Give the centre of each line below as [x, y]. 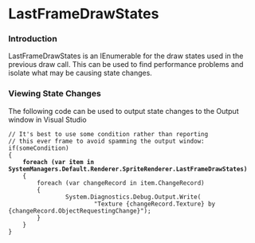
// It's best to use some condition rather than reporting [108, 134]
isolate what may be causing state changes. [80, 73]
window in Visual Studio [47, 120]
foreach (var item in [58, 162]
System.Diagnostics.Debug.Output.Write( [133, 197]
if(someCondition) [39, 148]
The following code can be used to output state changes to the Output [124, 111]
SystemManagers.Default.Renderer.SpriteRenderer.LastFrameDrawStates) [128, 169]
